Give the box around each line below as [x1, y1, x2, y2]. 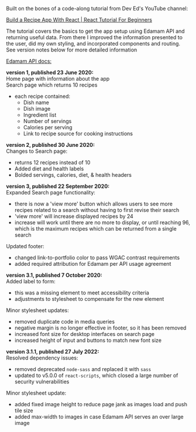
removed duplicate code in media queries [14, 318, 115, 325]
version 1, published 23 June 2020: [6, 69, 94, 76]
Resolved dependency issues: [6, 354, 78, 361]
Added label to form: [6, 278, 56, 284]
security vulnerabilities [14, 378, 70, 385]
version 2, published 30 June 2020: [6, 142, 95, 148]
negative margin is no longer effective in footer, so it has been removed [14, 324, 187, 331]
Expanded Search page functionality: [6, 189, 95, 196]
